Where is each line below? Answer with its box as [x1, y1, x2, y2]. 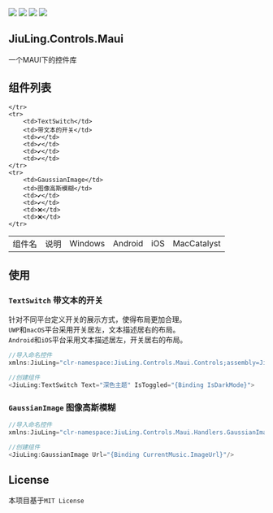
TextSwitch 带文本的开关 [8, 294, 103, 306]
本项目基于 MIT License [8, 496, 84, 506]
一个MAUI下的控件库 [8, 54, 77, 64]
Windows [69, 237, 106, 249]
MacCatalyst [172, 237, 221, 249]
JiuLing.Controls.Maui [8, 33, 124, 46]
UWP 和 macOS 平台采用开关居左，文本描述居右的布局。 [8, 325, 180, 335]
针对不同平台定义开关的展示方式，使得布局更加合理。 [8, 315, 187, 324]
